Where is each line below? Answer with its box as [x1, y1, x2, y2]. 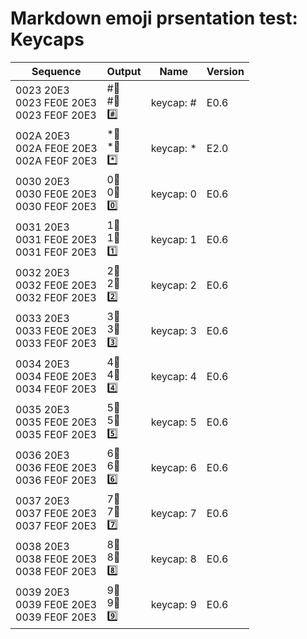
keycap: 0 [150, 187, 197, 201]
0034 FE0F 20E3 [15, 382, 97, 396]
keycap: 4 [150, 370, 197, 384]
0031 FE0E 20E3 [15, 233, 97, 247]
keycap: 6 [150, 461, 197, 475]
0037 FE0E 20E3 [15, 507, 97, 521]
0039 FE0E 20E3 [15, 598, 97, 612]
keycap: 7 [150, 507, 197, 521]
